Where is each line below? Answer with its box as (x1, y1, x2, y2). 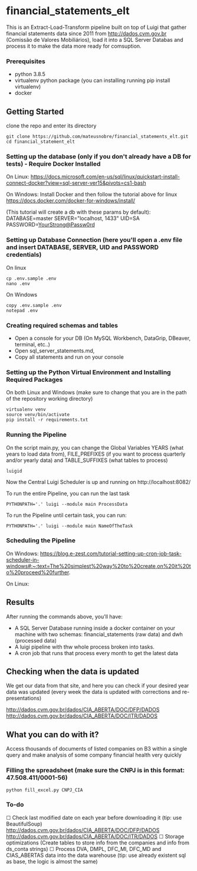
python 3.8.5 (14, 71, 46, 78)
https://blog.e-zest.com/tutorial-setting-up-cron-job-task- (40, 550, 182, 557)
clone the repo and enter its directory (6, 122, 97, 129)
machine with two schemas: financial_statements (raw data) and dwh (14, 630, 183, 638)
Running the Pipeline (6, 431, 67, 439)
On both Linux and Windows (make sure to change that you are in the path (6, 389, 187, 396)
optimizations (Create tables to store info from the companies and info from (6, 839, 190, 846)
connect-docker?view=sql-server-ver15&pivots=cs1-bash (6, 179, 146, 186)
